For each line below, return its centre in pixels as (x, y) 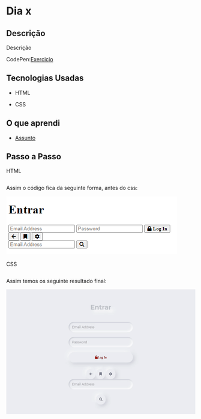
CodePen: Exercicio (30, 59)
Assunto (25, 138)
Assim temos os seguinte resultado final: (56, 281)
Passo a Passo (34, 157)
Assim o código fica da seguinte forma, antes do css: (72, 188)
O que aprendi (33, 124)
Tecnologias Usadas (45, 78)
